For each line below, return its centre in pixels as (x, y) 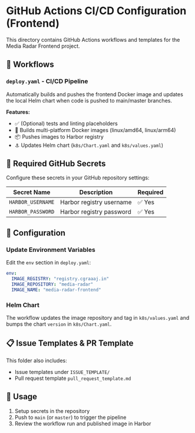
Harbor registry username (96, 202)
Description (96, 192)
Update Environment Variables (51, 250)
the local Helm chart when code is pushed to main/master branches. (89, 100)
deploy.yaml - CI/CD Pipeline (47, 81)
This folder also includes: (37, 360)
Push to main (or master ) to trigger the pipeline (70, 417)
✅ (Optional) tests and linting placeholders (66, 123)
